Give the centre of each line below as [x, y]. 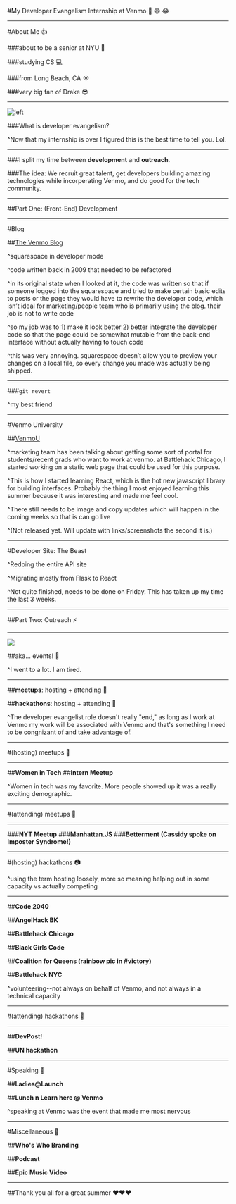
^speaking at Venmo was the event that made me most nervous [99, 1111]
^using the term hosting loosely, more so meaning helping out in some [109, 879]
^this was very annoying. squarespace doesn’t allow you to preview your [112, 355]
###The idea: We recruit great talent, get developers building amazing [109, 173]
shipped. [20, 371]
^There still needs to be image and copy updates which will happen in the [113, 509]
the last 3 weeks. [32, 599]
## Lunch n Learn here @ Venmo [55, 1098]
